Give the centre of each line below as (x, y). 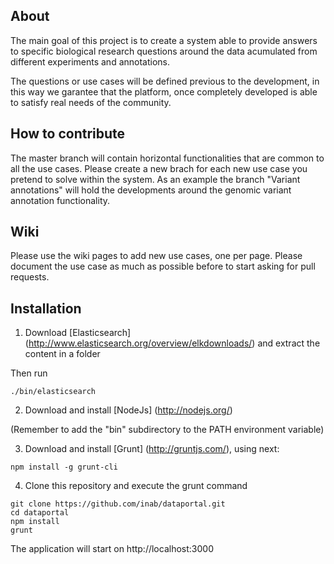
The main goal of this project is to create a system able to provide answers (164, 40)
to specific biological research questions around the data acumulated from (164, 51)
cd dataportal (40, 513)
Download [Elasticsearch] (78, 333)
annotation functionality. (60, 200)
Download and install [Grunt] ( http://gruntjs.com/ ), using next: (152, 449)
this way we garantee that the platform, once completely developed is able (164, 91)
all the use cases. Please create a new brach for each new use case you (159, 168)
